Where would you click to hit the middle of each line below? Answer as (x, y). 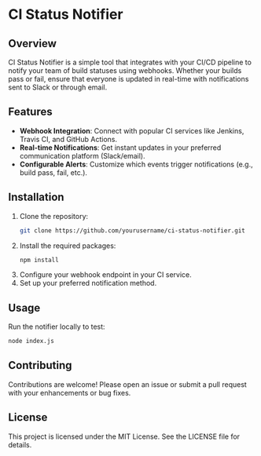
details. (20, 444)
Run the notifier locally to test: (57, 326)
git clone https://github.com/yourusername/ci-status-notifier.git (132, 230)
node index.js (31, 341)
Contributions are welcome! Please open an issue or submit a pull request (128, 384)
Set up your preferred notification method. (88, 283)
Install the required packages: (68, 246)
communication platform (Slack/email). (82, 155)
